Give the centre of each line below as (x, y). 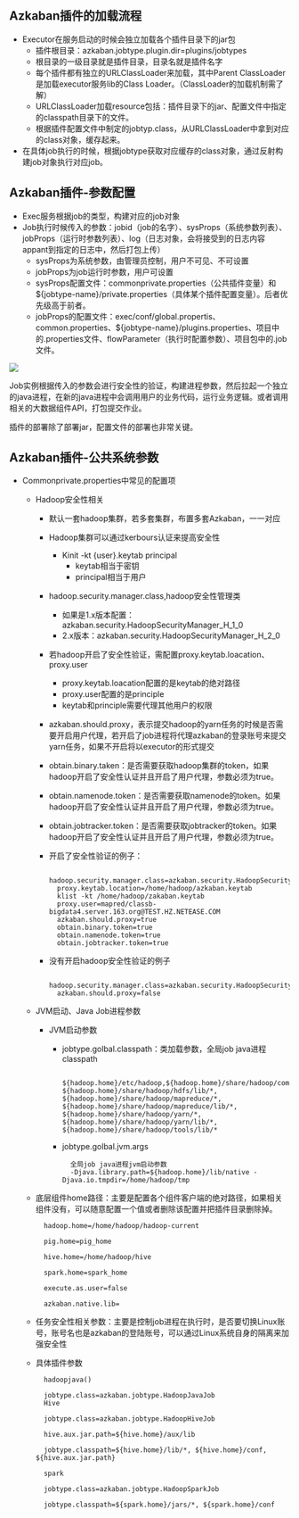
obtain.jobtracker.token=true (113, 943)
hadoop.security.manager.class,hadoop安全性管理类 (145, 596)
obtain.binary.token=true (105, 928)
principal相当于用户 (111, 577)
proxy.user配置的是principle (113, 694)
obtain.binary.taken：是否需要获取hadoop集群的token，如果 (159, 766)
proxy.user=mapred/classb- (107, 904)
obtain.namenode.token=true (109, 935)
